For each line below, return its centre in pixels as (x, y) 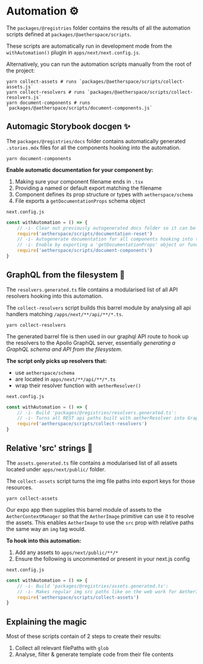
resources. (20, 487)
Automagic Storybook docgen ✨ (69, 127)
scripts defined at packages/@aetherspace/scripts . (69, 34)
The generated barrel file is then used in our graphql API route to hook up (98, 336)
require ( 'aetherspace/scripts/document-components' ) (85, 251)
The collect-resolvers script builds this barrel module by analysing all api (99, 308)
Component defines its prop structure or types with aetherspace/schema (104, 194)
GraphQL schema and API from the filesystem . (64, 349)
